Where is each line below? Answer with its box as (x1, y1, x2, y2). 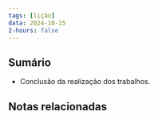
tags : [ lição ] (8, 11, 56, 20)
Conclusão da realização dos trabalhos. (19, 77, 151, 86)
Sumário (8, 56, 52, 69)
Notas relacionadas (8, 100, 108, 113)
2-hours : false (8, 26, 59, 34)
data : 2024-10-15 (8, 19, 66, 27)
